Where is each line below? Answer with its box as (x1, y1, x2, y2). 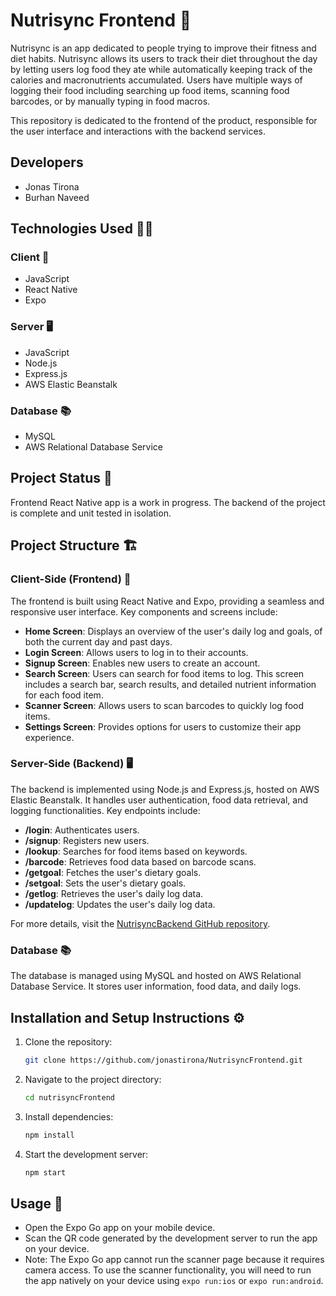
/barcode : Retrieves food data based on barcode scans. (24, 855, 257, 868)
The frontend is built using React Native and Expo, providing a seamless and (10, 595, 325, 607)
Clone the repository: (24, 1035, 113, 1048)
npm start (24, 1167, 67, 1178)
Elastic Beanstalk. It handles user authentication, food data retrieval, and (10, 794, 309, 806)
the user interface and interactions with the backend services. (10, 125, 267, 137)
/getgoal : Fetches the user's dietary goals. (24, 866, 202, 878)
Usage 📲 (10, 1195, 63, 1212)
